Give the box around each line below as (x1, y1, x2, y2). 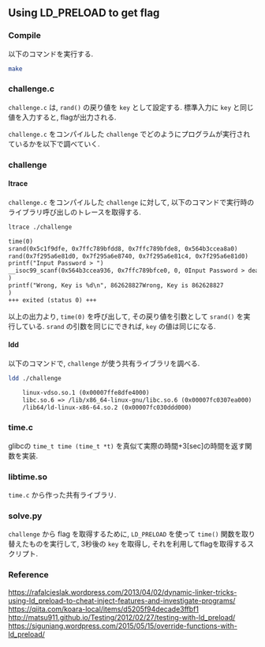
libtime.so (8, 471, 47, 482)
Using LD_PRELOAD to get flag (8, 6, 160, 20)
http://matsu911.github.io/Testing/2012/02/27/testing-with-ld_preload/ (8, 612, 236, 622)
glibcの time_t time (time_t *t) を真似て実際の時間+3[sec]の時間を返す (8, 441, 245, 450)
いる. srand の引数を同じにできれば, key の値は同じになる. (28, 321, 216, 331)
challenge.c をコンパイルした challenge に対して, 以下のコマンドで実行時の (8, 197, 255, 206)
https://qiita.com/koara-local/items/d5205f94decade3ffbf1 (8, 604, 200, 614)
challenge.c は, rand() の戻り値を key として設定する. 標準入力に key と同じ (8, 102, 254, 112)
